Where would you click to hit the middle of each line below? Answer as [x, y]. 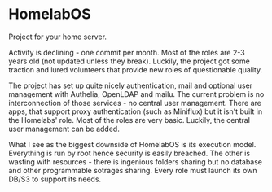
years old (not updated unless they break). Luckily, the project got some [129, 61]
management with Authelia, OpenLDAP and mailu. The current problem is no [136, 94]
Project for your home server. [58, 37]
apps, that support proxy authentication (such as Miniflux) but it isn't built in [136, 111]
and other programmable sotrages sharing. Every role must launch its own [133, 170]
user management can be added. [64, 129]
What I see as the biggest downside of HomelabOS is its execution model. [132, 144]
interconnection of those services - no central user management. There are [135, 103]
